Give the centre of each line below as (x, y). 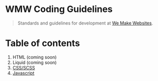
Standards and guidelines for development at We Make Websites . (85, 23)
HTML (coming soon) (34, 57)
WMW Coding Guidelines (59, 9)
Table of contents (43, 43)
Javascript (23, 73)
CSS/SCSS (24, 67)
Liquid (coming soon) (34, 62)
